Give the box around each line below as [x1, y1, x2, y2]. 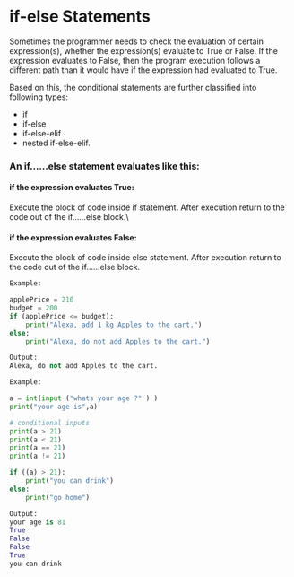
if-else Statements [9, 6, 151, 27]
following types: [9, 92, 69, 102]
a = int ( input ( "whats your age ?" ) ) [9, 394, 159, 403]
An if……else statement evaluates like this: [9, 160, 200, 172]
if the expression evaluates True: [9, 182, 134, 193]
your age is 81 [9, 518, 66, 527]
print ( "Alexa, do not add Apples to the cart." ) [25, 337, 211, 346]
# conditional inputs [9, 418, 91, 427]
